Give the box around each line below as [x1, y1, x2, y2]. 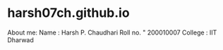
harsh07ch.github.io [7, 5, 130, 21]
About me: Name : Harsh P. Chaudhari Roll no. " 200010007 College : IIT [7, 28, 217, 37]
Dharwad [7, 35, 34, 44]
